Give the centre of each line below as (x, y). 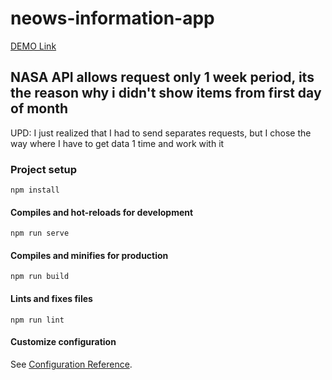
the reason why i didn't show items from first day (166, 93)
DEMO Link (33, 46)
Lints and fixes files (51, 299)
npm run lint (37, 320)
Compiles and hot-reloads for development (102, 212)
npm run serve (40, 233)
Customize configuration (63, 342)
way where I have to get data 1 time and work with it (117, 143)
